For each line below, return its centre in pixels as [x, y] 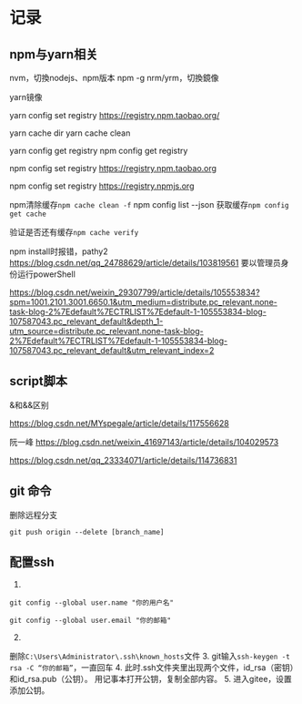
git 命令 [30, 491]
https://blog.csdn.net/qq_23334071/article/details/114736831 [123, 460]
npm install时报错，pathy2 [59, 251]
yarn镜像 [26, 97]
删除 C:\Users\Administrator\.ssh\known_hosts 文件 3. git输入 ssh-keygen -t [150, 657]
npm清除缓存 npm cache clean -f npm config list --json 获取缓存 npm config [149, 204]
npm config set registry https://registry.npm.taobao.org [113, 168]
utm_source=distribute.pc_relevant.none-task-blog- [107, 331]
